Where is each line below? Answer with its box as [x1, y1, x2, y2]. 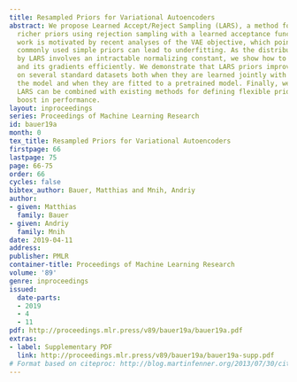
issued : [9, 285, 38, 293]
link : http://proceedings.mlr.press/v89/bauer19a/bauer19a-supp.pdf [17, 351, 275, 360]
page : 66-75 [9, 161, 53, 170]
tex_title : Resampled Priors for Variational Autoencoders [9, 136, 232, 145]
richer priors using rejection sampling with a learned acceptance [17, 29, 271, 38]
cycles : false [9, 178, 62, 187]
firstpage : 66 [9, 144, 62, 153]
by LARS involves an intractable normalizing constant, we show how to [17, 54, 287, 63]
